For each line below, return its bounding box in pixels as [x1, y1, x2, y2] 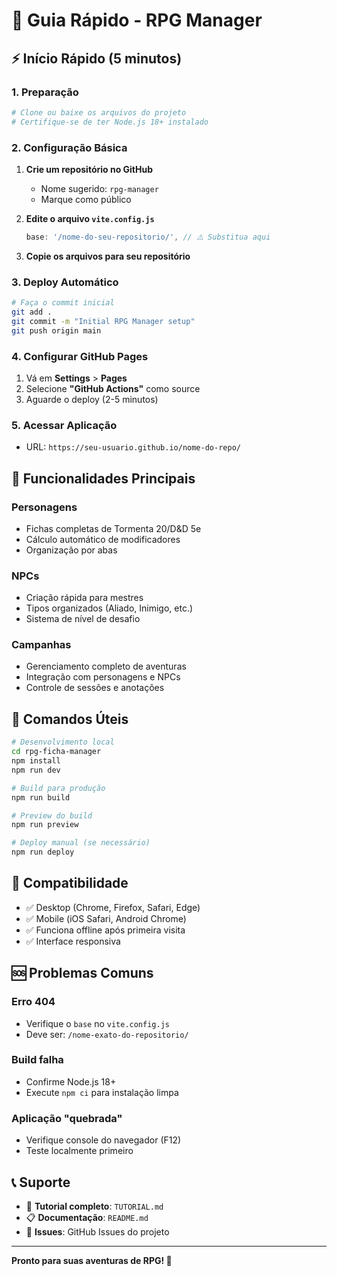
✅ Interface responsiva [25, 935, 121, 947]
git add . [11, 307, 53, 317]
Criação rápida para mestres [25, 592, 144, 604]
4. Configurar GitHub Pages [11, 349, 149, 363]
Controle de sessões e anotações [25, 682, 165, 694]
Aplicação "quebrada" [11, 1111, 123, 1125]
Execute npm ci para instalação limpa [25, 1086, 179, 1098]
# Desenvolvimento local [11, 737, 115, 748]
